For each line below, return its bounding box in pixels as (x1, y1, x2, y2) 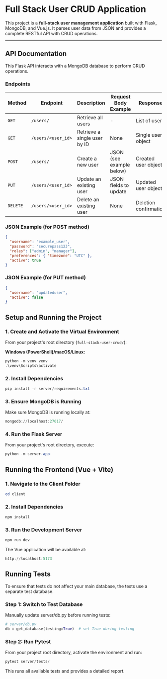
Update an (77, 175, 101, 182)
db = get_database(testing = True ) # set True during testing (5, 626, 135, 631)
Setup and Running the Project (5, 313, 102, 322)
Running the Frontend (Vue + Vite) (5, 465, 113, 474)
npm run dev (5, 538, 30, 543)
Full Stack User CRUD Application (5, 3, 147, 15)
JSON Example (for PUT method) (5, 274, 86, 281)
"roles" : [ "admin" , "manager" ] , (9, 249, 77, 254)
